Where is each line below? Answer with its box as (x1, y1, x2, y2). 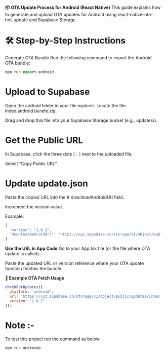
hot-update (5, 17, 28, 23)
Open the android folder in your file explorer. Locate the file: (5, 102, 127, 108)
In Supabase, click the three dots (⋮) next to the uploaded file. (5, 151, 133, 157)
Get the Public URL (5, 134, 83, 146)
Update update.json (5, 178, 88, 189)
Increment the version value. (5, 203, 63, 209)
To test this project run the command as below (5, 336, 100, 342)
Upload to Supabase (5, 86, 90, 97)
